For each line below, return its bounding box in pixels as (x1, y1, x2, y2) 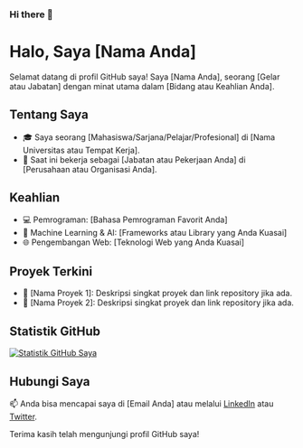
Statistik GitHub (9, 323, 101, 339)
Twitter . (9, 411, 38, 422)
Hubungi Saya (9, 374, 90, 389)
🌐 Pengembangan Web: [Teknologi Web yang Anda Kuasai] (22, 237, 245, 247)
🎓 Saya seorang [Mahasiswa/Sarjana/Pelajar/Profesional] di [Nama (22, 131, 276, 143)
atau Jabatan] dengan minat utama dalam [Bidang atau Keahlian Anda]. (9, 80, 275, 91)
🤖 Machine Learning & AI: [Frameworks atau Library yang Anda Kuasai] (22, 228, 288, 238)
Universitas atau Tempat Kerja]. (22, 145, 140, 155)
